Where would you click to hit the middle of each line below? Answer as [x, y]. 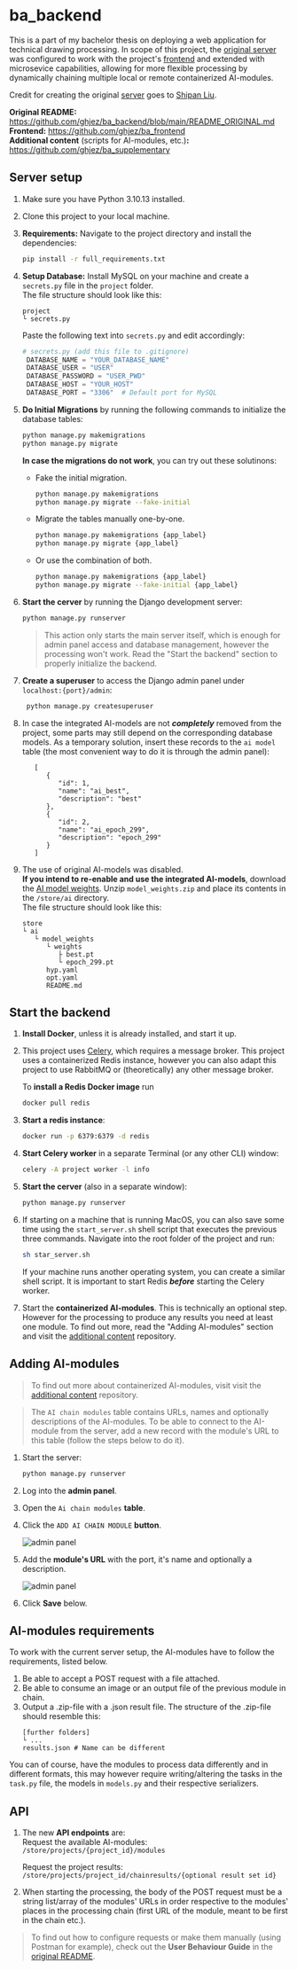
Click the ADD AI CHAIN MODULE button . [92, 1525]
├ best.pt [76, 954]
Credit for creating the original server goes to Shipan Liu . [113, 95]
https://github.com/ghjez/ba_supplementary [90, 149]
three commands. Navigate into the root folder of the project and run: [148, 1239]
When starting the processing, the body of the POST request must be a [152, 1892]
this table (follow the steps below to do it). [107, 1440]
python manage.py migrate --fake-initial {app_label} [137, 585]
